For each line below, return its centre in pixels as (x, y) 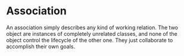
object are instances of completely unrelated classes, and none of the (92, 33)
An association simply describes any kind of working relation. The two (92, 27)
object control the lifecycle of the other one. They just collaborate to (90, 40)
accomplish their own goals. (41, 46)
